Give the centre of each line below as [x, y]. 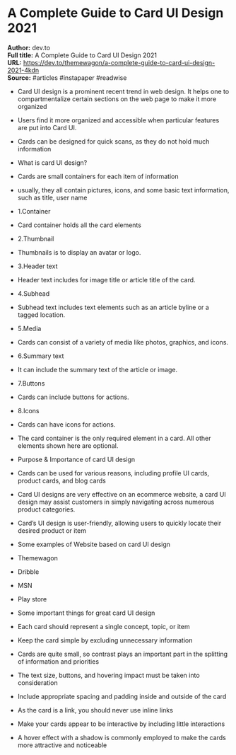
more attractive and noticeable [62, 745]
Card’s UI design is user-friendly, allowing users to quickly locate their [119, 523]
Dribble [28, 572]
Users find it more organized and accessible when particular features [118, 120]
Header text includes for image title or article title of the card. [106, 279]
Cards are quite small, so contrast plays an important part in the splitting [123, 654]
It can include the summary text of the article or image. [98, 369]
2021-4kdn [23, 70]
